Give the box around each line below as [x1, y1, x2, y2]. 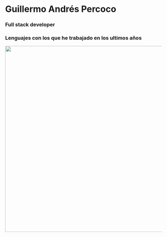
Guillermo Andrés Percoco [5, 3, 117, 15]
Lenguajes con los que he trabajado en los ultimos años [5, 35, 142, 42]
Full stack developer [5, 21, 55, 28]
